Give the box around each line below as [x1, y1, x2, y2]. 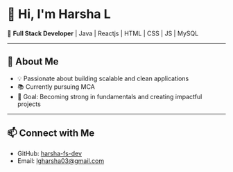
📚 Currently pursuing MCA [17, 83, 95, 91]
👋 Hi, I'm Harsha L [7, 6, 111, 22]
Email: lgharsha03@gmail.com [17, 156, 105, 165]
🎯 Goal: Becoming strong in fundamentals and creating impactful [17, 92, 202, 101]
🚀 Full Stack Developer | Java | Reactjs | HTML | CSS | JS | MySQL [7, 29, 199, 37]
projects [17, 100, 42, 108]
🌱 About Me [7, 55, 59, 68]
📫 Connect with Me [7, 128, 95, 139]
